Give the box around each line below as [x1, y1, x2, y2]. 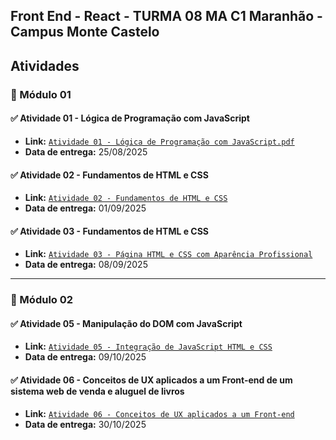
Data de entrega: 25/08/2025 [24, 145, 148, 158]
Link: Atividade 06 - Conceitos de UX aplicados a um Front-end [24, 407, 295, 419]
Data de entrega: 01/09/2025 [24, 202, 147, 214]
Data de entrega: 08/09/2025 [24, 259, 148, 271]
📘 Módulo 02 [10, 293, 74, 307]
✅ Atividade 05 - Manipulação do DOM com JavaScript [10, 317, 243, 329]
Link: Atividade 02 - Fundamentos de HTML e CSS [24, 192, 228, 204]
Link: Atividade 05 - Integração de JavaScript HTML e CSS [24, 340, 273, 353]
